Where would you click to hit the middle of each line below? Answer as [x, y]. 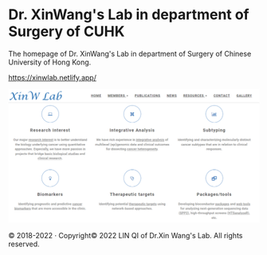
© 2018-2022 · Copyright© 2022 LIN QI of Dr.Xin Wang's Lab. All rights [126, 236]
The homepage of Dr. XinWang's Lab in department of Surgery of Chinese [130, 53]
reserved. [24, 244]
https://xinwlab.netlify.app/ [53, 77]
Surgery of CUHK [67, 31]
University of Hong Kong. [50, 62]
